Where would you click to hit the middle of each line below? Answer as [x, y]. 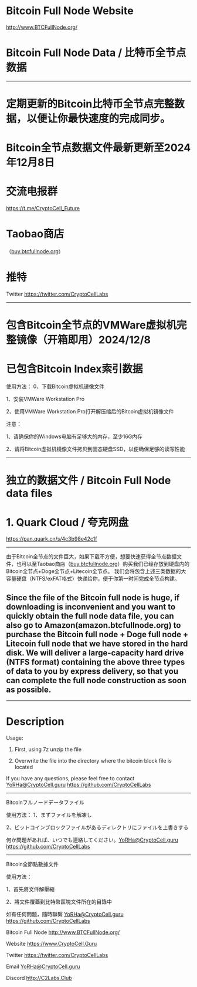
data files [29, 494]
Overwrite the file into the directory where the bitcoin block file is [93, 761]
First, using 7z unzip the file [48, 750]
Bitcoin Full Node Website [70, 11]
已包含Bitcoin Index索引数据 [74, 369]
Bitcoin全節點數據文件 [33, 865]
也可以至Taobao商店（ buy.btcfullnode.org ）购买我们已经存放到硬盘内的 [103, 564]
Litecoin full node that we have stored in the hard [97, 643]
